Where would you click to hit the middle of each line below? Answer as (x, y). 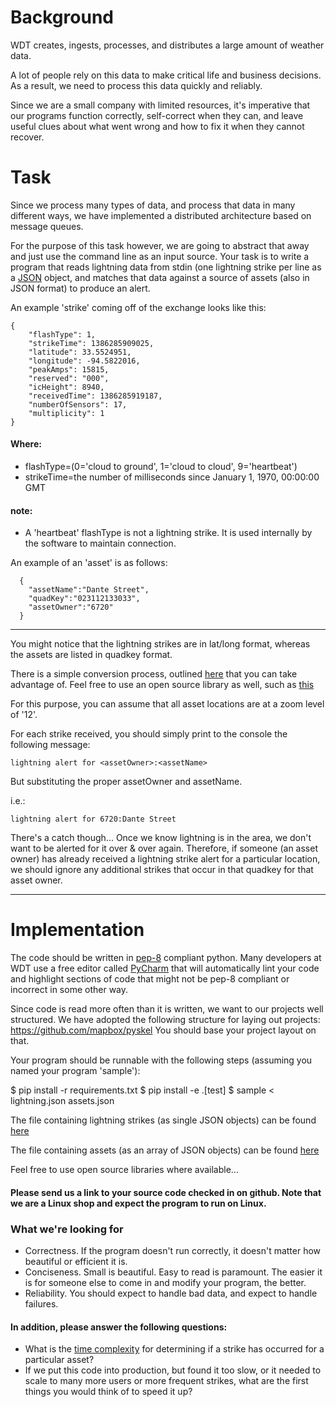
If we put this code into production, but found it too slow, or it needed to (173, 1370)
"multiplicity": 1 (66, 413)
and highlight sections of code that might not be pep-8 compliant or (150, 979)
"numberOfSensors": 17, (78, 404)
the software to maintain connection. (100, 543)
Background (62, 17)
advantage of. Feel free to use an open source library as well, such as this (162, 685)
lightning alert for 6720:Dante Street (93, 819)
